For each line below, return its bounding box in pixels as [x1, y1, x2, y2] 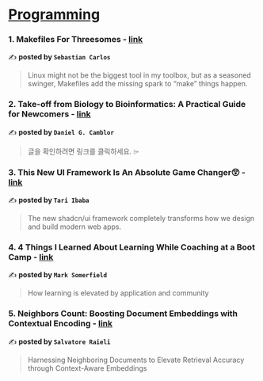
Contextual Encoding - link [8, 318, 113, 330]
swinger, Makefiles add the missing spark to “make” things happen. [27, 79, 248, 89]
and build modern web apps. [27, 222, 121, 231]
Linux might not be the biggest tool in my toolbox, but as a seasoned [27, 70, 251, 80]
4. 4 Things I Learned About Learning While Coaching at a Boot [8, 242, 256, 253]
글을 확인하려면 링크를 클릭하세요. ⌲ [27, 147, 139, 156]
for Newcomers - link [8, 109, 91, 120]
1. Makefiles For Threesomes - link [8, 34, 143, 45]
